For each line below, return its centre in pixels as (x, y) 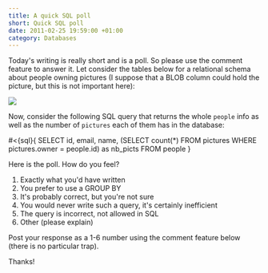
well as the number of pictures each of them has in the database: (116, 125)
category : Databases (43, 38)
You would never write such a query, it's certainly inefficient (118, 205)
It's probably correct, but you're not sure (87, 197)
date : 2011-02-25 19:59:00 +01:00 (66, 30)
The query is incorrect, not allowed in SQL (89, 214)
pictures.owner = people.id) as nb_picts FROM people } (100, 149)
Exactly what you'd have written (72, 180)
